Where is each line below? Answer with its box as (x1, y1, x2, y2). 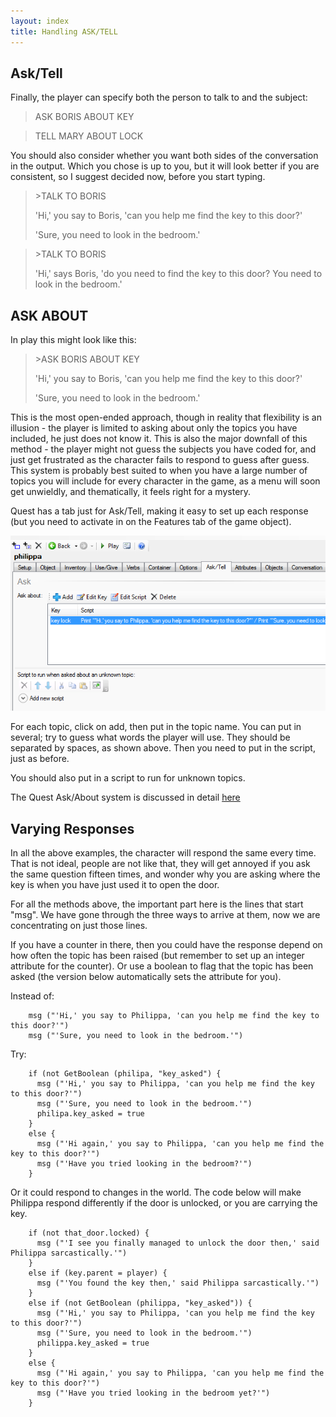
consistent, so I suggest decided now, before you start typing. (10, 171, 266, 183)
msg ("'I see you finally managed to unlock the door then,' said (36, 1238, 320, 1249)
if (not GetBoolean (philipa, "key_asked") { (28, 1069, 222, 1079)
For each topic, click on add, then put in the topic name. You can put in (10, 721, 302, 733)
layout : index (10, 16, 70, 26)
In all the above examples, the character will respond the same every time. (10, 847, 317, 859)
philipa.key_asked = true (36, 1109, 145, 1119)
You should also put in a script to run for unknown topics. (10, 772, 246, 784)
